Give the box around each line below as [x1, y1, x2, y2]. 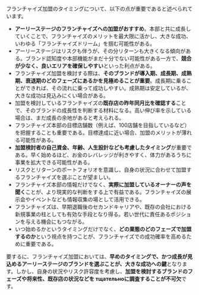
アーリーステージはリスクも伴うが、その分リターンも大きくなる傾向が [14, 47, 186, 55]
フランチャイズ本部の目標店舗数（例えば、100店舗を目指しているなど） [14, 122, 190, 129]
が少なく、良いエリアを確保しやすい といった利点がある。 [14, 62, 156, 69]
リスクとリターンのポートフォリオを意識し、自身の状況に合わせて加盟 [14, 166, 187, 173]
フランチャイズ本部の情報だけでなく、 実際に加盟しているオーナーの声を [14, 181, 192, 188]
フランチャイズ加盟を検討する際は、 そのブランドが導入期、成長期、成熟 [14, 70, 192, 77]
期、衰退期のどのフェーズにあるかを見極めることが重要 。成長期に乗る [14, 77, 187, 84]
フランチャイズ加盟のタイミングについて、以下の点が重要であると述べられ [6, 5, 188, 12]
